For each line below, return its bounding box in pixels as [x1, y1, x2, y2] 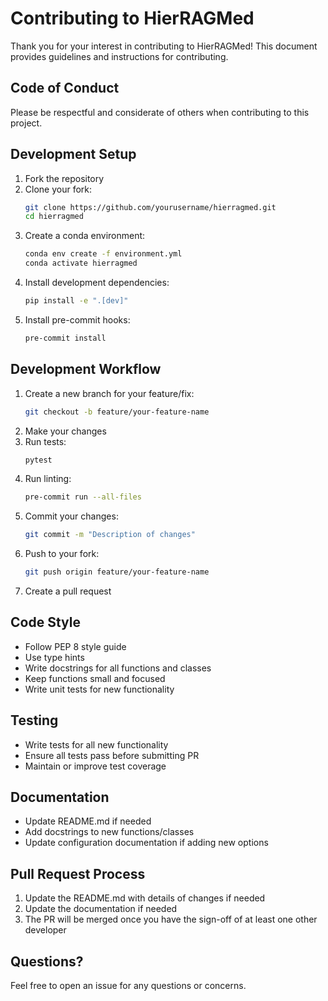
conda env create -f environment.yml [24, 249, 183, 259]
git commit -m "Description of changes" [24, 530, 196, 540]
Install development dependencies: [24, 277, 170, 289]
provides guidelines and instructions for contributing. [10, 50, 229, 62]
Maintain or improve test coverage [24, 760, 167, 772]
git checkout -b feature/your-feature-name [24, 407, 210, 417]
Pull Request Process [10, 865, 146, 882]
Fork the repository [24, 172, 105, 184]
